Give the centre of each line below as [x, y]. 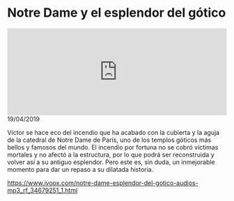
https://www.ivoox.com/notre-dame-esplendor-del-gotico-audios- [103, 183]
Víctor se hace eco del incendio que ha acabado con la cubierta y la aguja [114, 132]
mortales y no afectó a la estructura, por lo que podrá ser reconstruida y [111, 154]
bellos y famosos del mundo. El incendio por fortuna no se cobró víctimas [113, 147]
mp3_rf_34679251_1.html [42, 190]
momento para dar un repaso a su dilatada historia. [80, 169]
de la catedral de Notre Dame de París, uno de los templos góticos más [109, 140]
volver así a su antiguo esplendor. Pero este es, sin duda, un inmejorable [111, 162]
